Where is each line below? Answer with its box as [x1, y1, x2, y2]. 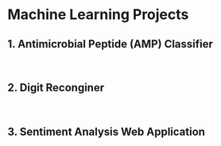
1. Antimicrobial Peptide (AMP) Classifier [7, 37, 214, 51]
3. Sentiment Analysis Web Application [7, 125, 206, 139]
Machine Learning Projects [7, 6, 189, 24]
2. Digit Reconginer [7, 81, 105, 94]
